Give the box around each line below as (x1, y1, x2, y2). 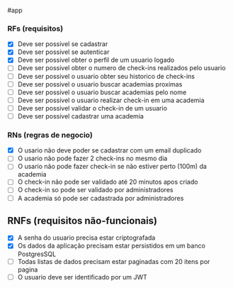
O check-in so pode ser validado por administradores (17, 186, 174, 194)
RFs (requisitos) (7, 23, 64, 33)
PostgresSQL (17, 250, 57, 258)
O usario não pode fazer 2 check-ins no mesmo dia (17, 154, 168, 162)
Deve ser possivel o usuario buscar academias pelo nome (17, 88, 187, 96)
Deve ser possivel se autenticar (17, 48, 110, 56)
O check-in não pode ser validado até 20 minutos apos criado (17, 177, 198, 187)
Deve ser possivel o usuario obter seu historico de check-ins (17, 72, 195, 80)
